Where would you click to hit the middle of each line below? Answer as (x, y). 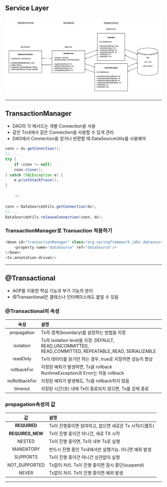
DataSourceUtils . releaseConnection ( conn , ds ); (54, 217)
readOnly (22, 359)
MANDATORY (26, 449)
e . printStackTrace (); (36, 180)
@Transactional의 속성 (32, 311)
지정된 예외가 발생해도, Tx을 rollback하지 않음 (85, 381)
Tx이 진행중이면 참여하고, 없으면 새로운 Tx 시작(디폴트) (102, 426)
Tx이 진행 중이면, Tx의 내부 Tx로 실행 (84, 442)
